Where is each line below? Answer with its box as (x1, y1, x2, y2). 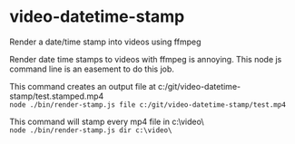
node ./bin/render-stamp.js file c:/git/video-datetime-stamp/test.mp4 (9, 100, 286, 110)
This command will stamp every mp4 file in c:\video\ (9, 116, 204, 127)
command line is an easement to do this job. (9, 63, 175, 74)
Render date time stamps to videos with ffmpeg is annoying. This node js (9, 53, 282, 64)
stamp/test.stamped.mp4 (9, 91, 104, 101)
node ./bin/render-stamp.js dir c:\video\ (9, 125, 172, 135)
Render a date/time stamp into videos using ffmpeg (9, 36, 202, 47)
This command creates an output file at (9, 81, 156, 91)
